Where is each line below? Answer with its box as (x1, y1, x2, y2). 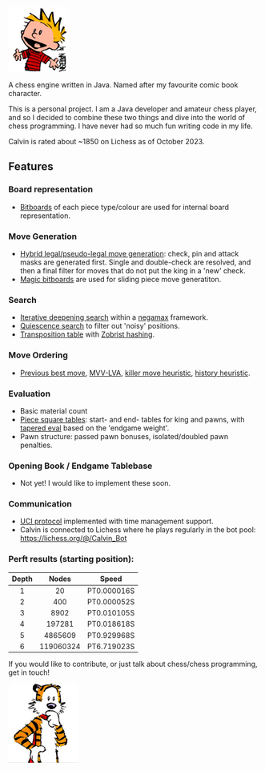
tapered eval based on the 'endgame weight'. (19, 423, 170, 433)
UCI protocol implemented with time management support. (19, 516, 214, 527)
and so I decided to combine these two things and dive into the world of (8, 113, 246, 122)
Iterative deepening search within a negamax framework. (19, 313, 209, 322)
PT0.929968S (86, 630, 135, 640)
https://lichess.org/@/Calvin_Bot (19, 534, 127, 543)
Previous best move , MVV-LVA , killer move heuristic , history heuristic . (19, 368, 251, 377)
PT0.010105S (86, 608, 135, 618)
